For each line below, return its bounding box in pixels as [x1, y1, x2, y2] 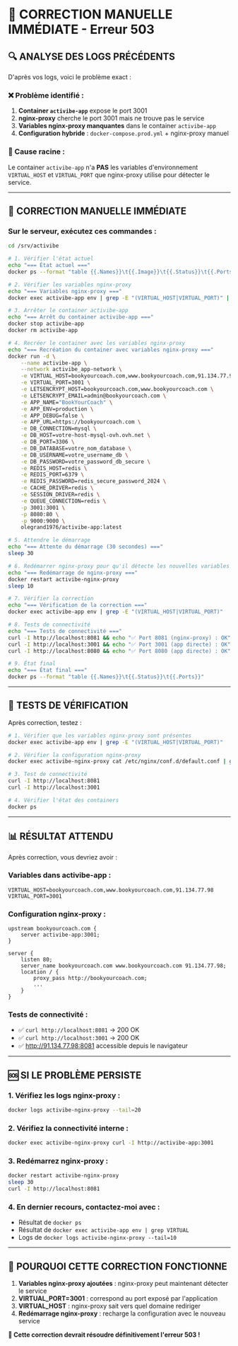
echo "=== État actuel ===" [8, 262, 91, 269]
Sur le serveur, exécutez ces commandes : [8, 226, 157, 236]
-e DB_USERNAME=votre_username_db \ [20, 451, 129, 459]
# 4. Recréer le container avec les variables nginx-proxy [8, 339, 186, 346]
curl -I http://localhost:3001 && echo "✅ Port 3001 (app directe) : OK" [8, 641, 232, 648]
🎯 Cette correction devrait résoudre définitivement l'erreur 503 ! [8, 1330, 201, 1339]
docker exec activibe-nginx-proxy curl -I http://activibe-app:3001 [8, 1139, 214, 1146]
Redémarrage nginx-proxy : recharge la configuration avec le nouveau [18, 1309, 226, 1318]
